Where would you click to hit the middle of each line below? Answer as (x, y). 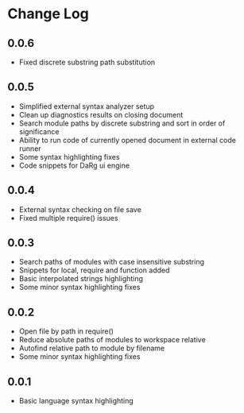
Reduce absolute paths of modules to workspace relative (112, 340)
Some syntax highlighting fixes (69, 156)
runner (30, 149)
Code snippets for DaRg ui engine (74, 165)
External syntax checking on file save (80, 209)
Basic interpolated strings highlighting (81, 279)
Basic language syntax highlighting (76, 401)
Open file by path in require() (66, 331)
